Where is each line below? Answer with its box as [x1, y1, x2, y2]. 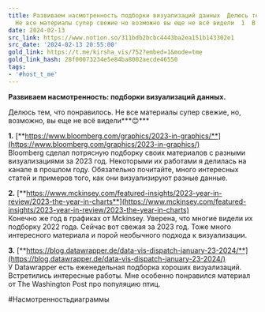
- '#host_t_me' [8, 70, 58, 78]
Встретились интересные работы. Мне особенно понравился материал [8, 270, 251, 280]
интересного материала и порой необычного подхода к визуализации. [8, 230, 248, 239]
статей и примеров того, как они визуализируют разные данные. [8, 173, 228, 182]
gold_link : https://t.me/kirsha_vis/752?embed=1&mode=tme [8, 48, 203, 56]
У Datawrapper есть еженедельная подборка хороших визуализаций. [8, 262, 242, 272]
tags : [8, 63, 26, 71]
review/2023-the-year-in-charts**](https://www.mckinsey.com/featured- [8, 197, 247, 206]
